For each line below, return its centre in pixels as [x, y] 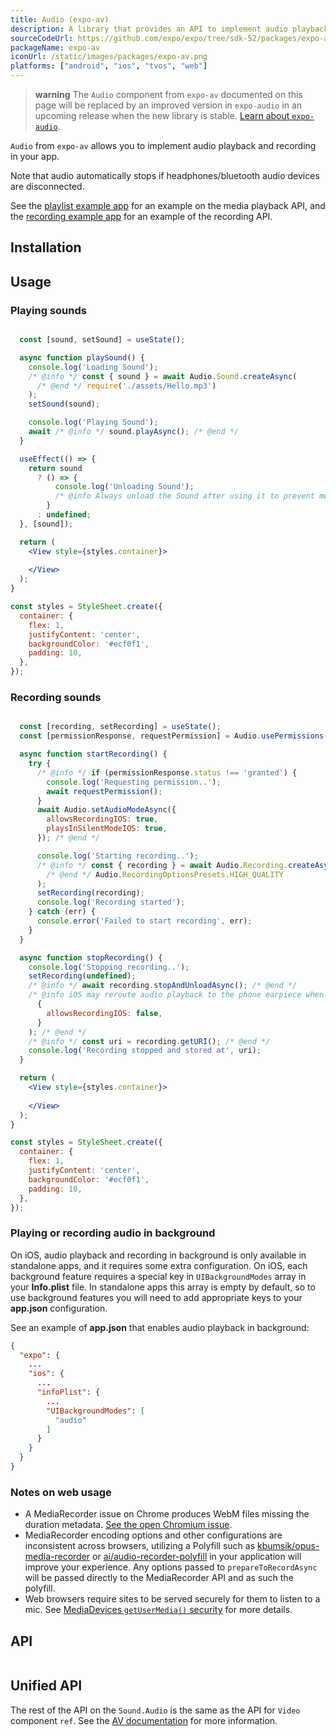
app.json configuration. [59, 1308]
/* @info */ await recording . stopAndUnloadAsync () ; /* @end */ [163, 986]
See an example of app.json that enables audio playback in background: [160, 1327]
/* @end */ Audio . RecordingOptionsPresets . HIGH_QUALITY [165, 874]
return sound [55, 468]
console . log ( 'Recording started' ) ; [111, 902]
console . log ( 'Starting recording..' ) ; [117, 856]
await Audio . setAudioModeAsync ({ [106, 810]
